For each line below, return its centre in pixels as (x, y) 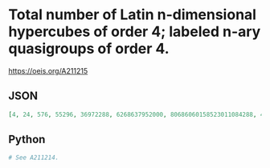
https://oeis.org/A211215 (48, 70)
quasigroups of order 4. (89, 49)
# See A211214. (34, 158)
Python (27, 140)
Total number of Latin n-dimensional (133, 15)
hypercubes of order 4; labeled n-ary (135, 32)
